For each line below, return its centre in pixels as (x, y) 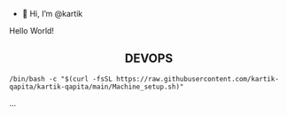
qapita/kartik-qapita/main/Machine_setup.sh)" (97, 87)
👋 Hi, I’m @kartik (52, 14)
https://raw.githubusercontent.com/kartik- (198, 79)
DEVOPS (149, 59)
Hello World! (32, 31)
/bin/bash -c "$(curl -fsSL (61, 79)
